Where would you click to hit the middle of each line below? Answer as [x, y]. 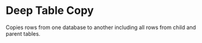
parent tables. [23, 33]
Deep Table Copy [50, 11]
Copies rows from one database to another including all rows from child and [101, 27]
